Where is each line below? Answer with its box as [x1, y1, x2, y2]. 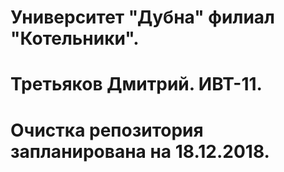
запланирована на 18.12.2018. [10, 140, 270, 163]
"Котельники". [10, 27, 140, 50]
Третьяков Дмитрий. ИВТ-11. [10, 73, 263, 96]
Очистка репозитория [10, 119, 204, 141]
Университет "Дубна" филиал [10, 6, 275, 29]
